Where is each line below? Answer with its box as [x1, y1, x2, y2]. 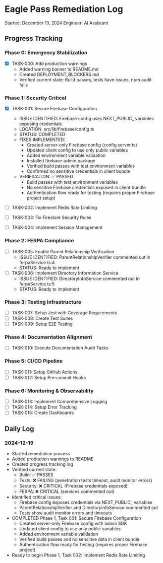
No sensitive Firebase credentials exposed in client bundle [26, 185, 146, 191]
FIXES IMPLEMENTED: [19, 137, 65, 142]
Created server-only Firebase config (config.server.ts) [26, 142, 137, 148]
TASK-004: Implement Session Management [11, 224, 103, 230]
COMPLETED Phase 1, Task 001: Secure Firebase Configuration [11, 515, 142, 521]
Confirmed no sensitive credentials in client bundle [26, 168, 131, 174]
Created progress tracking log [11, 461, 73, 467]
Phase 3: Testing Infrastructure [4, 298, 82, 305]
